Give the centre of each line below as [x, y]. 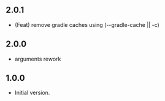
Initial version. [32, 93]
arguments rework [38, 59]
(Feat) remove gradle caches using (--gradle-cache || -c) [87, 24]
